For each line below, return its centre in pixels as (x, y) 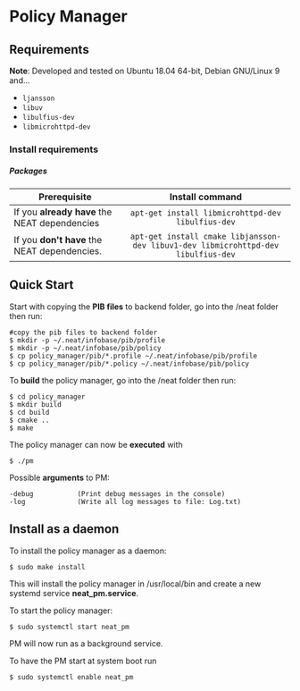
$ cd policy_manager (48, 396)
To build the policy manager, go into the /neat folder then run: (123, 380)
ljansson (38, 98)
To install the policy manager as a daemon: (88, 551)
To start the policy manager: (61, 611)
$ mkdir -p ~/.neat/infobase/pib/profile (87, 340)
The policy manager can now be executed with (96, 444)
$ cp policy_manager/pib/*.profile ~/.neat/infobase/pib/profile (133, 356)
